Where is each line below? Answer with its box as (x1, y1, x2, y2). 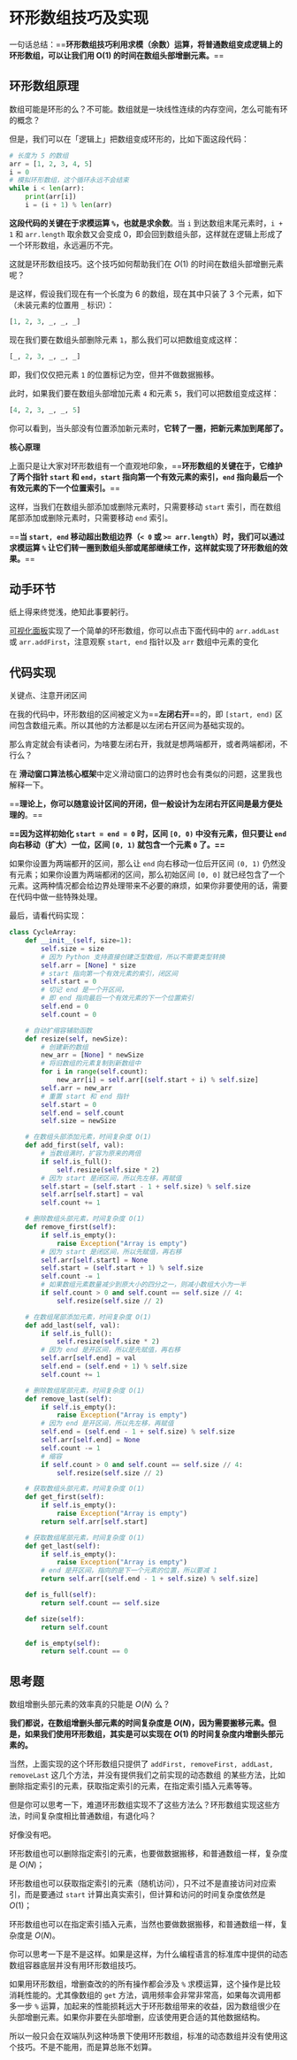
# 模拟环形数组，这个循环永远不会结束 (9, 176, 130, 185)
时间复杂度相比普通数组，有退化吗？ (24, 1810, 156, 1821)
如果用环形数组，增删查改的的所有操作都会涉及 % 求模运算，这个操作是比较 (9, 1979, 281, 1989)
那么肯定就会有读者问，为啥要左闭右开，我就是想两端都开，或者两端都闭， (9, 739, 280, 749)
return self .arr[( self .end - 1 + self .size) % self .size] (41, 1574, 259, 1584)
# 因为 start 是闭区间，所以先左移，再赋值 (41, 1173, 182, 1182)
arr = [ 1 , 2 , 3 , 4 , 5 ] (9, 159, 93, 168)
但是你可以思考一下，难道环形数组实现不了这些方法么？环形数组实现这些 (9, 1800, 272, 1810)
